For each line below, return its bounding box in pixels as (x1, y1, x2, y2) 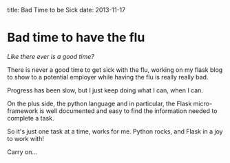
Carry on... (7, 147, 38, 156)
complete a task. (7, 114, 54, 122)
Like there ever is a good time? (7, 52, 94, 60)
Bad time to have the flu (7, 30, 145, 45)
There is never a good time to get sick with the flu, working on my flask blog (7, 65, 223, 74)
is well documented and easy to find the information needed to (39, 106, 218, 115)
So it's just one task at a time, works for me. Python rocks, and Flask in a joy (7, 127, 223, 136)
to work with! (7, 134, 45, 142)
